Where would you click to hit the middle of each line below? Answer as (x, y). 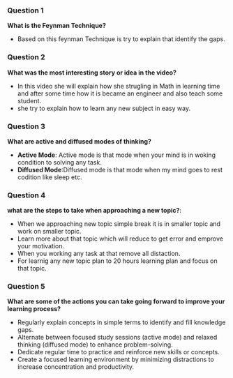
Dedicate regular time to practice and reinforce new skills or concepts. (118, 352)
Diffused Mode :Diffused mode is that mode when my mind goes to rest (120, 169)
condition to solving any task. (60, 162)
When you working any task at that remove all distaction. (99, 254)
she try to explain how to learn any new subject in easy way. (104, 108)
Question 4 (27, 195)
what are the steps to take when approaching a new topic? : (95, 211)
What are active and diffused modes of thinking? (80, 141)
